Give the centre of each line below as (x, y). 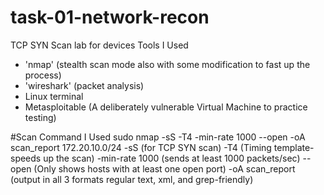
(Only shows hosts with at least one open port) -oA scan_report (164, 168)
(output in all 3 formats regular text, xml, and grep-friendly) (132, 179)
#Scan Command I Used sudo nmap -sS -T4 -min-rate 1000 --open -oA (158, 137)
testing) (40, 117)
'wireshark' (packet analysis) (84, 85)
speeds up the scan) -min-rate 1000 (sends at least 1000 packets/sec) (155, 158)
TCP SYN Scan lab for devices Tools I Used (99, 45)
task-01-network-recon (110, 17)
